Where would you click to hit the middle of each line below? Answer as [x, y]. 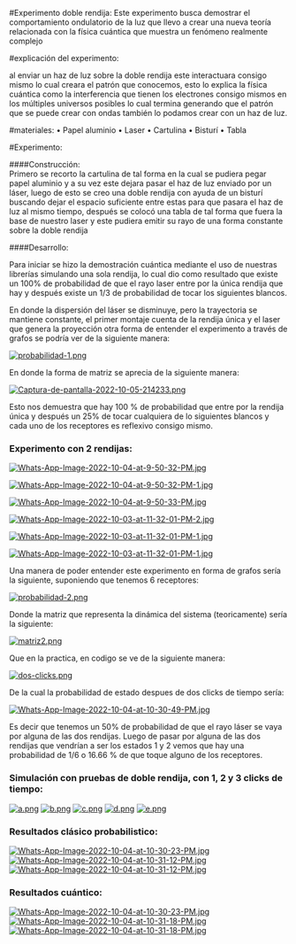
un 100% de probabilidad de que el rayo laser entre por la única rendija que [146, 283]
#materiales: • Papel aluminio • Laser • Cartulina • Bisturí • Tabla [128, 130]
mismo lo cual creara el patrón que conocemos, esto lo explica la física [138, 85]
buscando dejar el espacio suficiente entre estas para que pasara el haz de [146, 202]
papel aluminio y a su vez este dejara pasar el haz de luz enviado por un [140, 183]
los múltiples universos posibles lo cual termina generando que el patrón [141, 104]
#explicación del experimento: [64, 58]
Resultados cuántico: [56, 892]
